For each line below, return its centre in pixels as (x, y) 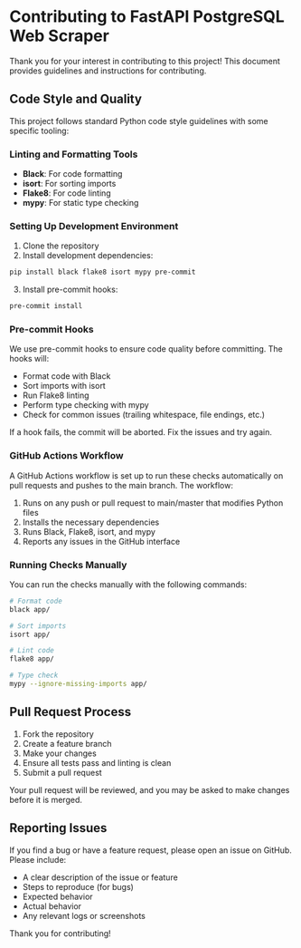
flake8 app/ (32, 659)
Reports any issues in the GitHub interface (101, 541)
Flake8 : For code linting (66, 193)
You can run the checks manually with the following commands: (128, 584)
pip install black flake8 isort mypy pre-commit (103, 272)
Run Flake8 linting (56, 395)
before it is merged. (46, 799)
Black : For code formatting (72, 174)
